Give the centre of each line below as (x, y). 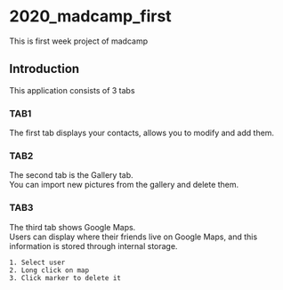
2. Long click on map (49, 270)
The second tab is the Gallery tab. (71, 175)
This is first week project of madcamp (79, 41)
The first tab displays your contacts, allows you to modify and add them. (141, 133)
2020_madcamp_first (90, 16)
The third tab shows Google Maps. (73, 227)
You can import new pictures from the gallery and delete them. (124, 185)
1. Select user (37, 262)
